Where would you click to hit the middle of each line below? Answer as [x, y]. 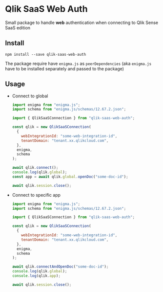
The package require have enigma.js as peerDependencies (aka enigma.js [78, 63]
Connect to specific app [36, 195]
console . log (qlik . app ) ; [36, 276]
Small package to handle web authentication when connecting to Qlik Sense [82, 22]
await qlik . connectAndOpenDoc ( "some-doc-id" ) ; [60, 267]
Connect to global [30, 96]
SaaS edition [18, 27]
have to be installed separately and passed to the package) [65, 68]
